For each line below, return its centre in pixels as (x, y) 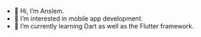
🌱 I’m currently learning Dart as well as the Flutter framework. (104, 26)
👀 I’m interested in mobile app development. (78, 18)
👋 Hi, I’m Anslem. (39, 11)
